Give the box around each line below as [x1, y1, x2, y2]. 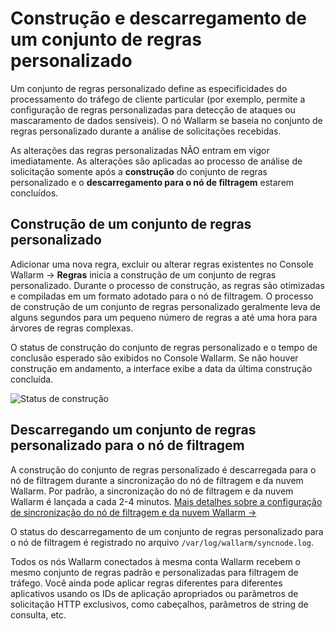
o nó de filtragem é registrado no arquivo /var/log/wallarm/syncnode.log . [10, 536, 315, 548]
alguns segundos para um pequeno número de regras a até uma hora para [10, 311, 318, 323]
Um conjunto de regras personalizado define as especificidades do [10, 82, 288, 94]
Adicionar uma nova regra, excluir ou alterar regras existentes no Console [10, 258, 314, 270]
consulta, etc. [10, 608, 67, 621]
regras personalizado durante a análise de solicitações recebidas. [10, 125, 282, 137]
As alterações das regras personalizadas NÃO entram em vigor [10, 144, 270, 156]
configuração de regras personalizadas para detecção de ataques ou [10, 103, 296, 116]
